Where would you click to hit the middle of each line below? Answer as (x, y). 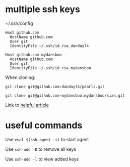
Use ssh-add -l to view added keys (42, 159)
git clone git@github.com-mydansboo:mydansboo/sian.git (65, 95)
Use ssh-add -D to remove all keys (41, 149)
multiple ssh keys (43, 9)
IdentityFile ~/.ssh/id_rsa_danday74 (49, 46)
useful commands (44, 126)
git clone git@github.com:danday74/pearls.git (55, 87)
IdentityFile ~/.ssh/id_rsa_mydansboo (51, 68)
